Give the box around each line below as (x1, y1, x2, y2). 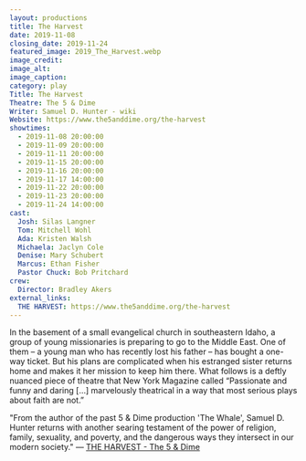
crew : (9, 277, 30, 286)
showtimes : (9, 124, 51, 133)
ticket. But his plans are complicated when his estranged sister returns (26, 356, 292, 367)
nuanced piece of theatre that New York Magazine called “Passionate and (9, 375, 288, 386)
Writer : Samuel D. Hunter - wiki (9, 107, 137, 116)
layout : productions (9, 13, 89, 23)
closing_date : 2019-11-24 (9, 38, 108, 48)
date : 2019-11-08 (9, 30, 76, 39)
